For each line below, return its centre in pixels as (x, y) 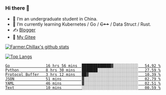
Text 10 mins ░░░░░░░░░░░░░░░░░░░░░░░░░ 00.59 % (83, 88)
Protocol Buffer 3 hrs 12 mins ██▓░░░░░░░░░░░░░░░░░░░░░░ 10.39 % (83, 75)
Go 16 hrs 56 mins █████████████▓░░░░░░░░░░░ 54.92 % (83, 66)
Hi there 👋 (18, 8)
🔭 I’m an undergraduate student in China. (55, 19)
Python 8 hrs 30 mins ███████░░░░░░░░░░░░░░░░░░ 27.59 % (83, 70)
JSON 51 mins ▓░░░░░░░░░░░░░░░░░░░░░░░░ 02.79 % (83, 79)
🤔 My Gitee (24, 37)
